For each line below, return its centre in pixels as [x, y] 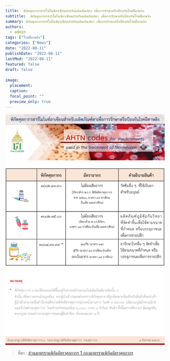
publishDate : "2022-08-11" [34, 53]
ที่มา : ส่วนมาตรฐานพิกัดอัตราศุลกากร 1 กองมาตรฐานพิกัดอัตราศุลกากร [75, 353]
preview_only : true [30, 101]
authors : [14, 27]
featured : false [22, 64]
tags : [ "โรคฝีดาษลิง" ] [25, 38]
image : [12, 80]
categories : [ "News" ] [28, 43]
